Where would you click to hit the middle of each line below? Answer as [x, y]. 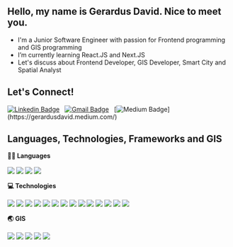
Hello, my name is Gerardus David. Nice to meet [114, 12]
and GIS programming [50, 47]
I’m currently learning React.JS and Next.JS [81, 54]
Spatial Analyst [39, 69]
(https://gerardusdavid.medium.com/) [62, 117]
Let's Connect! [41, 92]
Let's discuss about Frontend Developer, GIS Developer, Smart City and [122, 62]
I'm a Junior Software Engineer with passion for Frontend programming [121, 40]
